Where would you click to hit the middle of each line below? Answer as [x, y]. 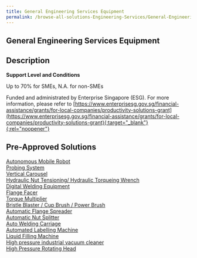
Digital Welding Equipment [38, 186]
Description [28, 61]
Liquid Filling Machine [33, 236]
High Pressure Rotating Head [41, 248]
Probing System [26, 167]
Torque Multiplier [27, 198]
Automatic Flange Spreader [39, 211]
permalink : [19, 17]
